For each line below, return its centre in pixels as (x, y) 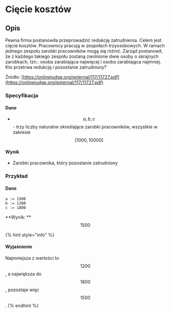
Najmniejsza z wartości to (32, 258)
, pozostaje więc (22, 290)
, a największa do (23, 274)
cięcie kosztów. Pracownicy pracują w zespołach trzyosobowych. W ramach (85, 46)
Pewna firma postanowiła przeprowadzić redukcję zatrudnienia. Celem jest (83, 40)
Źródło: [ (14, 77)
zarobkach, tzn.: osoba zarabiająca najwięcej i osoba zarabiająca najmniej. (83, 62)
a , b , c (89, 119)
